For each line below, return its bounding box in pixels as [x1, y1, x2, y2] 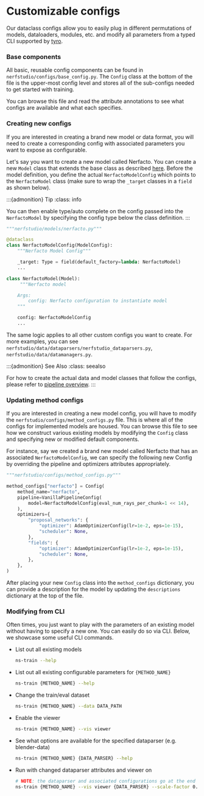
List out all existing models [15, 646, 82, 653]
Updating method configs [6, 396, 84, 404]
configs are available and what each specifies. [6, 104, 123, 111]
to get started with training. [6, 86, 74, 93]
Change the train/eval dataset [15, 691, 90, 699]
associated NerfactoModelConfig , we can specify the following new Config [6, 454, 192, 461]
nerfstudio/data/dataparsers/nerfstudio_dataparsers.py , [6, 344, 153, 351]
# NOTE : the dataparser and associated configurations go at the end [15, 778, 196, 784]
